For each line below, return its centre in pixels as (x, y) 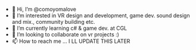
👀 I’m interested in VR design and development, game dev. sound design (101, 15)
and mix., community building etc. (53, 22)
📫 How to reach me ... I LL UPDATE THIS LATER (71, 41)
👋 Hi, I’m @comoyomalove (44, 9)
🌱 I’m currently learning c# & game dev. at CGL (69, 28)
